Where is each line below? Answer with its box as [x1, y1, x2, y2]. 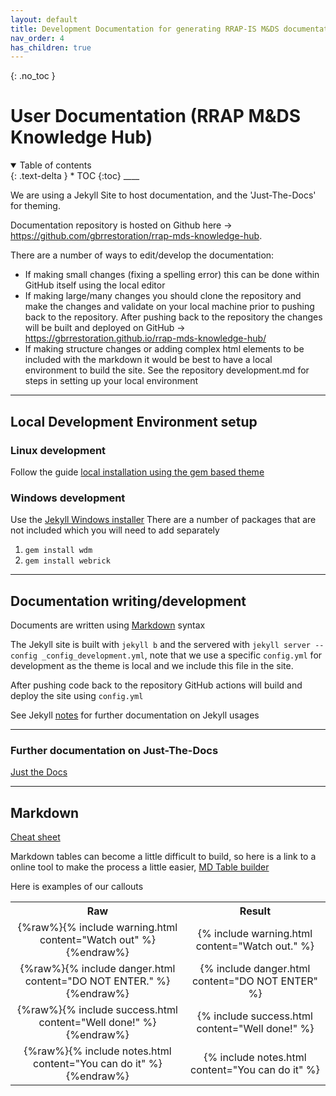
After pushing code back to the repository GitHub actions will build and [10, 679, 303, 691]
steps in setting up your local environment [24, 375, 199, 387]
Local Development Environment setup [10, 413, 258, 430]
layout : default [10, 14, 78, 25]
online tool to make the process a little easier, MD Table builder [10, 861, 270, 873]
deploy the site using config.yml [10, 689, 144, 701]
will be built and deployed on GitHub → [24, 322, 186, 334]
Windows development [10, 491, 126, 505]
